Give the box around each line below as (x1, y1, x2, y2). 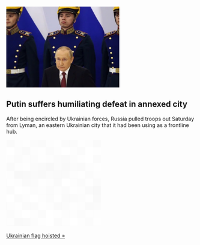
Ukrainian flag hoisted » (6, 232, 65, 239)
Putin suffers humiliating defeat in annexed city (6, 99, 188, 110)
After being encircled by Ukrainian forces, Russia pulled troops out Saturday (6, 115, 195, 122)
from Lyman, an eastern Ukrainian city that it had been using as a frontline (6, 121, 189, 129)
